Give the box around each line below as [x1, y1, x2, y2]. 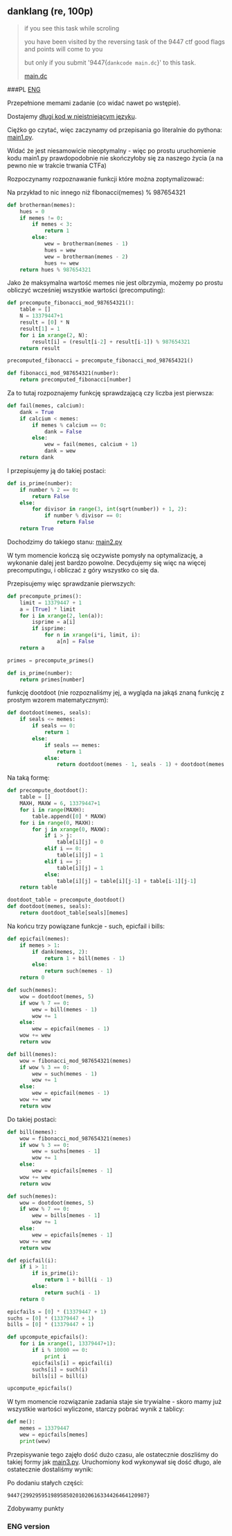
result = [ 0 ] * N [19, 319, 70, 326]
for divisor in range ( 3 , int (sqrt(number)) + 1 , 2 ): [32, 506, 188, 513]
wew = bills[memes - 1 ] [32, 1212, 100, 1219]
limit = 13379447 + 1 [19, 599, 82, 606]
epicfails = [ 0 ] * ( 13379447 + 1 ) [7, 1308, 107, 1315]
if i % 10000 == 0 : [32, 1347, 89, 1354]
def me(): [7, 1419, 36, 1426]
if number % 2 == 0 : [19, 486, 79, 493]
